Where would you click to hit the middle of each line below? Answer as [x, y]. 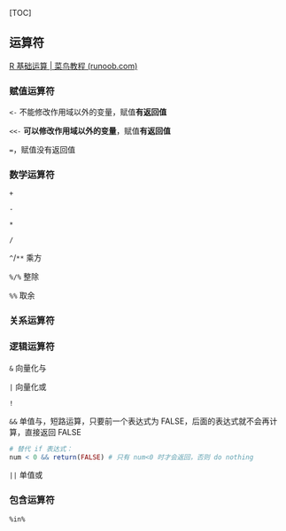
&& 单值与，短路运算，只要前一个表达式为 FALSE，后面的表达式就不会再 [139, 421]
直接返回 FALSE [53, 432]
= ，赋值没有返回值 [43, 150]
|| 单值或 [26, 475]
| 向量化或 [28, 387]
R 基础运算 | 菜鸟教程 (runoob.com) [73, 66]
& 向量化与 [28, 368]
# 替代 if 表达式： [41, 449]
